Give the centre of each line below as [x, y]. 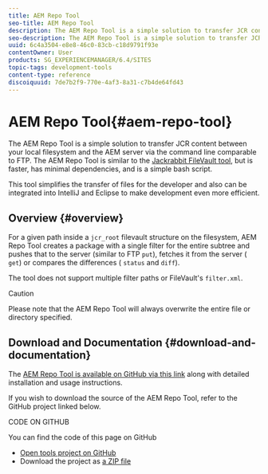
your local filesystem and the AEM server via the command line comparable [132, 152]
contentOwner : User [41, 53]
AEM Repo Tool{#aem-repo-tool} [120, 121]
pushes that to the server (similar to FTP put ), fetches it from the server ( [128, 254]
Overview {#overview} [66, 218]
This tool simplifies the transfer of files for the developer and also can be [128, 185]
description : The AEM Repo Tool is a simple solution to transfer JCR [128, 30]
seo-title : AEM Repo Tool [51, 23]
